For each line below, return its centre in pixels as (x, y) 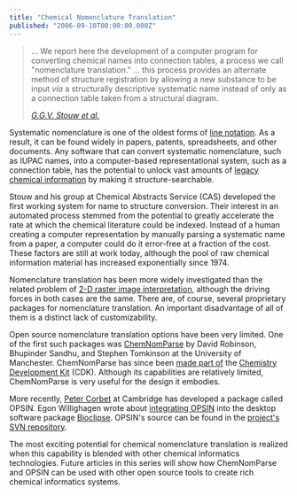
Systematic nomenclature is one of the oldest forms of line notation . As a (142, 132)
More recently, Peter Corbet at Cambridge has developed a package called (146, 399)
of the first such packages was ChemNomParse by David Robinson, (133, 344)
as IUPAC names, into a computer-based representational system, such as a (148, 160)
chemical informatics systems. (65, 481)
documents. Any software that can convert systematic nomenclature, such (145, 151)
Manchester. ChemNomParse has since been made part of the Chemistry (143, 362)
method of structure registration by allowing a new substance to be (153, 79)
